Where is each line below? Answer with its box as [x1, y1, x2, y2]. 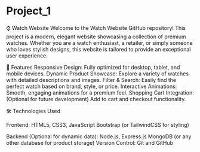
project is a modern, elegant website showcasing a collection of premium [6, 33, 186, 40]
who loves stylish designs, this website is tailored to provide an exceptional [6, 45, 191, 53]
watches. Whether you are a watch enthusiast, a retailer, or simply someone [6, 39, 193, 46]
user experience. [6, 52, 48, 59]
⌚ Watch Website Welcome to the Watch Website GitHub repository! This [6, 24, 186, 31]
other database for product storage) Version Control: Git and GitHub [6, 139, 174, 146]
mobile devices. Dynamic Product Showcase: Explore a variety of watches [6, 70, 189, 77]
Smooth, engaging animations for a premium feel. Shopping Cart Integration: [6, 89, 194, 96]
